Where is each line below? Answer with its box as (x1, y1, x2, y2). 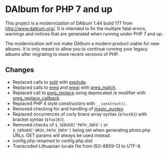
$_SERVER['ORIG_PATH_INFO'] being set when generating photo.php (12, 127, 151, 133)
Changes (5, 66, 34, 74)
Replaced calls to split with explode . (12, 79, 87, 85)
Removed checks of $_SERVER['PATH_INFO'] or (12, 121, 108, 127)
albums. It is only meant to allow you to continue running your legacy (5, 46, 148, 52)
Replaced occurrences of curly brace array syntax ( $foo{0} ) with (12, 111, 147, 117)
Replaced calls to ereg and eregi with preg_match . (12, 84, 117, 90)
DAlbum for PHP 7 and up (5, 4, 113, 15)
